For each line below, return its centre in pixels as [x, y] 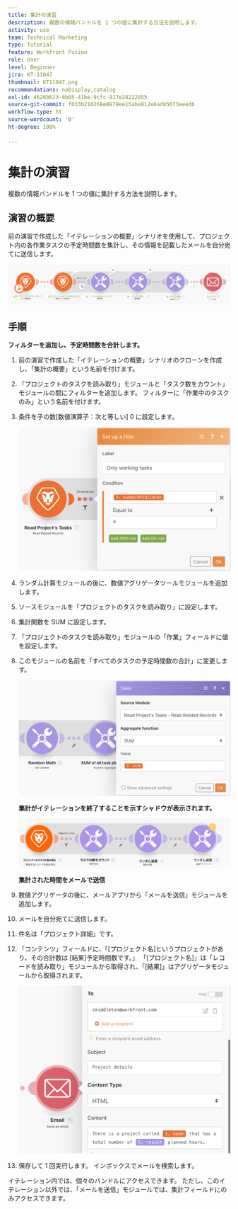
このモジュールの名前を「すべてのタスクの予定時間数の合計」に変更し [120, 661]
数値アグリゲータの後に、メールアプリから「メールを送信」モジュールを [123, 895]
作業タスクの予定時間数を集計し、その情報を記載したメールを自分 [128, 245]
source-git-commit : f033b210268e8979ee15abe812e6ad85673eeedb [101, 105]
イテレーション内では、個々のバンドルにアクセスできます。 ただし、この [114, 1181]
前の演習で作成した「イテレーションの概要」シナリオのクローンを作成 [120, 360]
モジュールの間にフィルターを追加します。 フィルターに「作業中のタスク [124, 393]
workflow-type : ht [35, 112]
